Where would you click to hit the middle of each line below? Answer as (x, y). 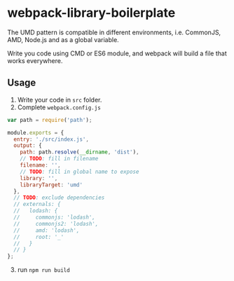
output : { (28, 146)
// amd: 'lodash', (47, 230)
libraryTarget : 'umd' (51, 185)
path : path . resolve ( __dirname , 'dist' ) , (80, 152)
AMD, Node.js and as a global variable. (63, 39)
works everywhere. (35, 60)
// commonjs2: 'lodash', (56, 224)
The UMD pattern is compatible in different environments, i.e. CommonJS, (114, 32)
